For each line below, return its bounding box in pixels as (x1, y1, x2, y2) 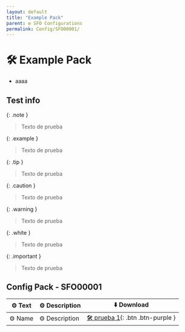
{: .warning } (6, 206, 38, 213)
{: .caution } (6, 182, 36, 189)
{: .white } (6, 229, 31, 236)
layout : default (6, 9, 47, 15)
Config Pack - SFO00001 (6, 282, 102, 292)
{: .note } (6, 111, 29, 119)
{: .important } (6, 253, 41, 260)
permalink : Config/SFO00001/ (6, 26, 80, 32)
